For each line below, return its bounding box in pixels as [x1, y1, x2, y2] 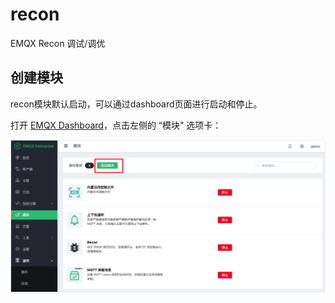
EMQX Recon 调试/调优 [10, 37, 106, 49]
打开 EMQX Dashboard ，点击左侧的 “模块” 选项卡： [10, 119, 222, 131]
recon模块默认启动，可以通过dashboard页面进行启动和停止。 [10, 98, 263, 110]
